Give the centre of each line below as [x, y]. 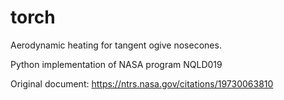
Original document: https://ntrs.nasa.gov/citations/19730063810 [142, 83]
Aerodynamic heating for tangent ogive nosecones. [116, 45]
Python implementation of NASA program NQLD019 [116, 64]
